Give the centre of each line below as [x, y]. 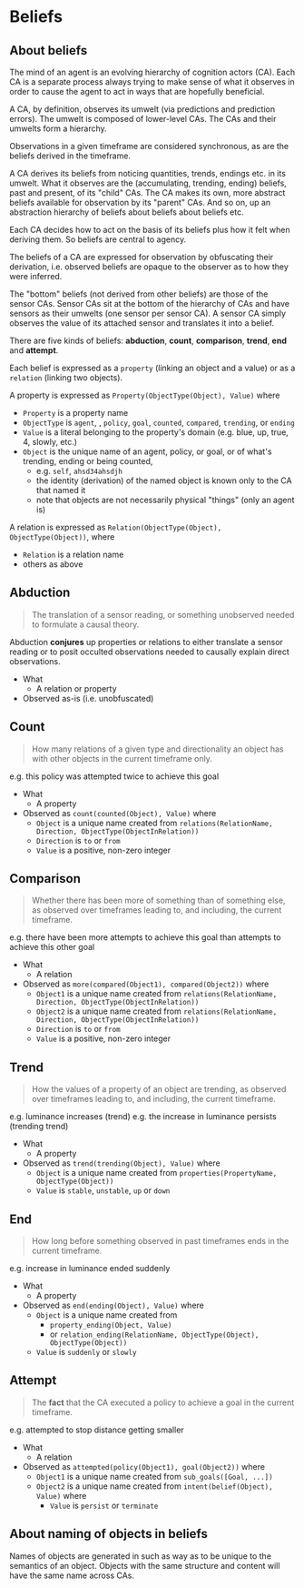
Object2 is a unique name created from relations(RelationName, [157, 1011]
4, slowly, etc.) [50, 442]
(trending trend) [39, 1127]
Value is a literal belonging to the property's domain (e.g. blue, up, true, [155, 432]
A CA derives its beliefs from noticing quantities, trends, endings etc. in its [147, 173]
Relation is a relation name [73, 554]
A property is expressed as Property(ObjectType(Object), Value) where [145, 395]
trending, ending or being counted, [88, 461]
